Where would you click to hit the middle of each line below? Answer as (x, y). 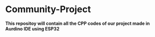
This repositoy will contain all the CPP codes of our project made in (77, 23)
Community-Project (48, 9)
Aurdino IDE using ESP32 (32, 28)
